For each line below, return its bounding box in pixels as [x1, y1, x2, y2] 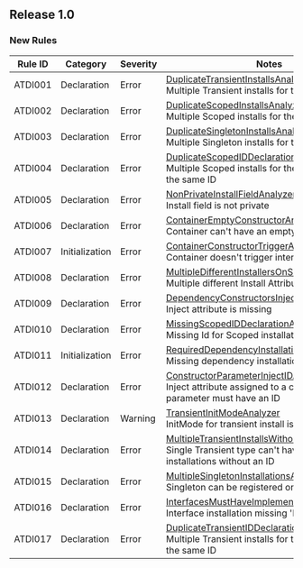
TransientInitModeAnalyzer [165, 406, 280, 418]
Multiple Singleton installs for [165, 135, 289, 148]
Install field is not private [165, 198, 270, 211]
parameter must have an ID [165, 391, 281, 404]
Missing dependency [165, 354, 255, 367]
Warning [120, 412, 156, 425]
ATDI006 [14, 219, 52, 232]
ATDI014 [14, 444, 52, 456]
